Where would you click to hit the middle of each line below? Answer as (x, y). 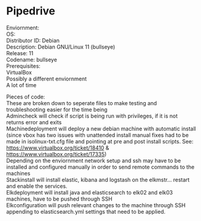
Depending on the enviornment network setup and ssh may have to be (94, 160)
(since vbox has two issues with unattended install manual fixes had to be (97, 135)
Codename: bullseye (32, 59)
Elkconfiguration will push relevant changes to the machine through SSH (96, 205)
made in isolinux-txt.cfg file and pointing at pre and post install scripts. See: (100, 141)
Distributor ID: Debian (33, 40)
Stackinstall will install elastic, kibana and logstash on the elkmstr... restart (98, 180)
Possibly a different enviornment (47, 79)
